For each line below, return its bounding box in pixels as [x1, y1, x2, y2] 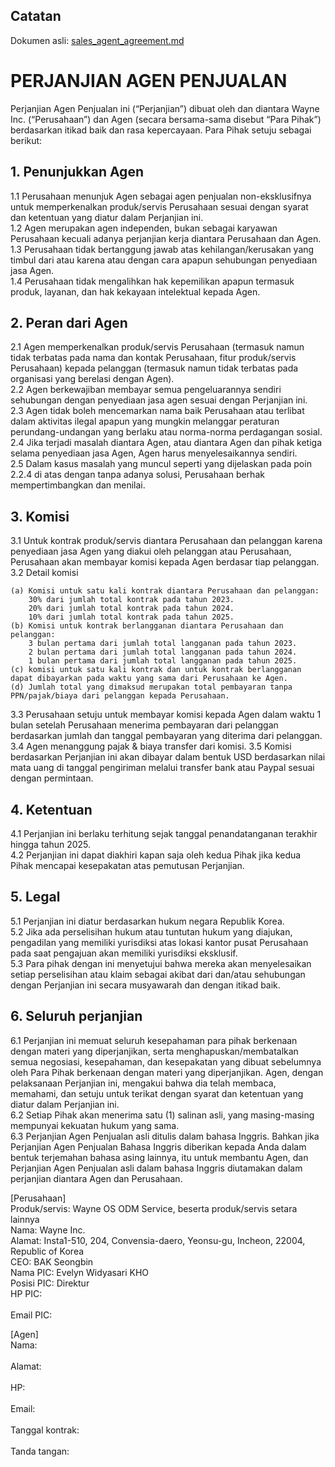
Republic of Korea [10, 1245, 85, 1257]
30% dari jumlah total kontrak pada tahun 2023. [28, 595, 235, 605]
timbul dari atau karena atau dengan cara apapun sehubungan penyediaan [10, 254, 318, 266]
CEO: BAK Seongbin [10, 1255, 94, 1268]
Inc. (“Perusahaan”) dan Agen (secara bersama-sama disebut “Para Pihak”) [10, 113, 322, 125]
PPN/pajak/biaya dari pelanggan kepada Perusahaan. [10, 691, 230, 701]
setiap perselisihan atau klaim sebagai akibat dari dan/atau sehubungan [10, 968, 306, 980]
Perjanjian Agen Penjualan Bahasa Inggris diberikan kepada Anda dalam [10, 1140, 307, 1153]
